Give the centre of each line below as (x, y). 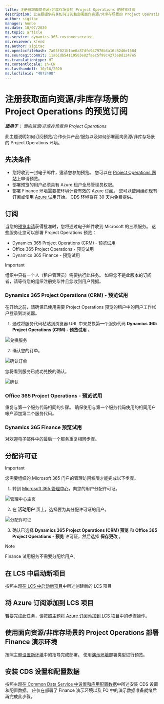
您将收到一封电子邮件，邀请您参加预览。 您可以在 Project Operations (81, 172)
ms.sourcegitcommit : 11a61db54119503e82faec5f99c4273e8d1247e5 (71, 55)
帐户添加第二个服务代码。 (31, 414)
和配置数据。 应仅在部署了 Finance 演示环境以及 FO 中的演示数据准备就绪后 (81, 690)
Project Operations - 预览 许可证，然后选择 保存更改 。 (68, 536)
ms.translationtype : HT (29, 60)
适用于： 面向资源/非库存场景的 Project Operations (56, 126)
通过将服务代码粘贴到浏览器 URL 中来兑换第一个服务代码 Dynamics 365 (84, 323)
